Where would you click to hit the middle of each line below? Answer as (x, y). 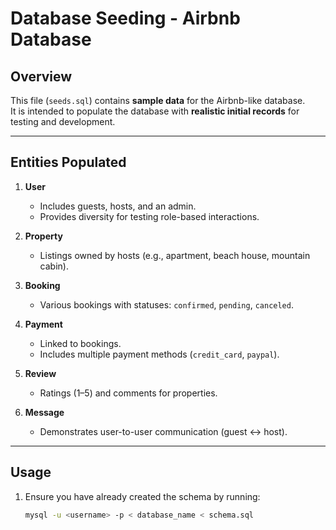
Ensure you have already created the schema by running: (142, 496)
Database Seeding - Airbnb (125, 18)
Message (44, 412)
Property (43, 236)
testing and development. (63, 121)
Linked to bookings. (80, 343)
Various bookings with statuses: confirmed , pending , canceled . (166, 304)
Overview (41, 76)
